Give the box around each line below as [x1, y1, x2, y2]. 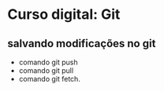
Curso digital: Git [7, 5, 121, 24]
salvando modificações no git [7, 37, 156, 50]
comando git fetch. [18, 75, 80, 83]
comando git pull [18, 66, 74, 75]
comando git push [18, 57, 78, 67]
